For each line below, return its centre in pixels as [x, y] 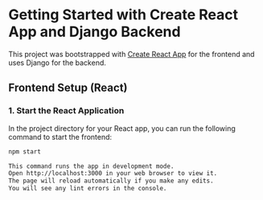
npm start [25, 151]
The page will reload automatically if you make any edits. [111, 181]
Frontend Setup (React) [68, 88]
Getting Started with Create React [123, 15]
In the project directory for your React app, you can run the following [122, 128]
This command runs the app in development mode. [91, 166]
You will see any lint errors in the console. [88, 189]
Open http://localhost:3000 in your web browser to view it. [113, 173]
